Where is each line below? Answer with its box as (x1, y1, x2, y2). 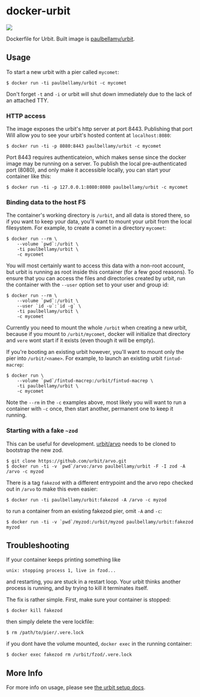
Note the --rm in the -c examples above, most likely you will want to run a (6, 399, 186, 406)
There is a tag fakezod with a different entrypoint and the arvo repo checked (6, 479, 193, 486)
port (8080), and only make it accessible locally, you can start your (6, 166, 171, 174)
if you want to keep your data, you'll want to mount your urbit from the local (6, 218, 192, 225)
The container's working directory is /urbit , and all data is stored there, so (6, 212, 190, 219)
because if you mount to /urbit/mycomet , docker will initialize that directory (6, 331, 191, 338)
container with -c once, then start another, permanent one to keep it (6, 405, 174, 412)
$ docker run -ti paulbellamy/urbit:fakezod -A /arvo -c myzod (6, 497, 167, 503)
